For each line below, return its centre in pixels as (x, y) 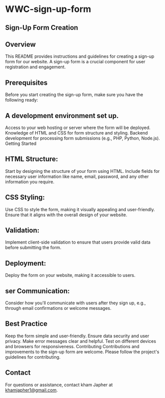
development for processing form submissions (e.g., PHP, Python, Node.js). (82, 138)
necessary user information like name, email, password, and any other (77, 176)
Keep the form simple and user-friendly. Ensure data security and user (77, 336)
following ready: (22, 100)
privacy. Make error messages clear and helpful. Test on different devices (81, 341)
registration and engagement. (36, 67)
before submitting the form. (33, 248)
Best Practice (26, 324)
